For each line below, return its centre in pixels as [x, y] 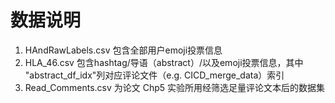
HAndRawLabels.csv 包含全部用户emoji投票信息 [123, 50]
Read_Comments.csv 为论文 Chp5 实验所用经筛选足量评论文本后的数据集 [175, 87]
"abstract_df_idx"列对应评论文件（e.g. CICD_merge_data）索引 [154, 75]
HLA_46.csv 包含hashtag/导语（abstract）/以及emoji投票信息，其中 [164, 62]
